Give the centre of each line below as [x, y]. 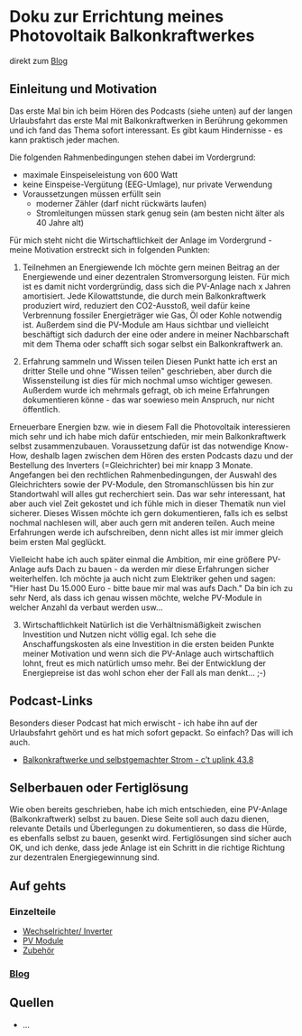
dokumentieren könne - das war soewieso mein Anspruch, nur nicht [148, 400]
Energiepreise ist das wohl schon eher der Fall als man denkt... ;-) [144, 672]
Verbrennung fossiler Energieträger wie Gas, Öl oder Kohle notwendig [152, 315]
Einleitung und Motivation [83, 89]
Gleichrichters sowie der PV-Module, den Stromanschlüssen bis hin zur [142, 484]
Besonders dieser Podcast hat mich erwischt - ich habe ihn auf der [134, 723]
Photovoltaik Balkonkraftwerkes [132, 36]
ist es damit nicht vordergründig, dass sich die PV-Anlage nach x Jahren [156, 286]
